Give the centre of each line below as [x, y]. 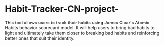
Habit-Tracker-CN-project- [62, 9]
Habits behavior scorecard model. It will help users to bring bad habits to [80, 27]
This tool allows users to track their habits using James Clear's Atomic [77, 23]
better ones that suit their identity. [40, 38]
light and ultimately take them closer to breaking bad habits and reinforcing [82, 33]
